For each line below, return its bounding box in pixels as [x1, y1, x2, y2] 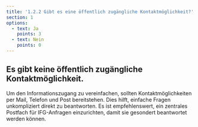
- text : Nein [11, 37, 44, 43]
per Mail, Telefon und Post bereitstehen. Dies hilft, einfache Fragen [6, 96, 171, 103]
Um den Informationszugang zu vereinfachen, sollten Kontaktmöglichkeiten [6, 89, 192, 96]
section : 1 [6, 14, 33, 20]
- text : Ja [11, 25, 39, 32]
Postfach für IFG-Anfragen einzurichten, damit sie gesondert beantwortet [6, 108, 187, 116]
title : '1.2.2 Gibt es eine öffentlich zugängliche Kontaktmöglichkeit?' [6, 8, 194, 15]
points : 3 [17, 31, 42, 37]
